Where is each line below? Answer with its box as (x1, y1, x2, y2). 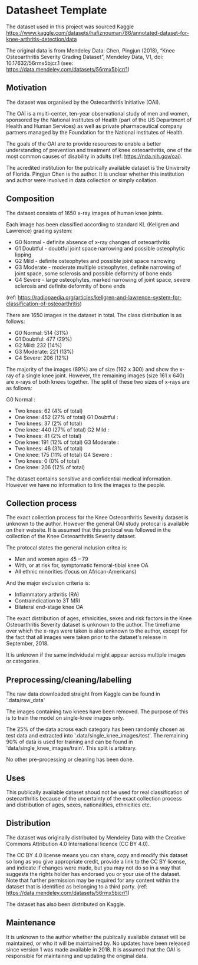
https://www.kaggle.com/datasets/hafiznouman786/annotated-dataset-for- (6, 29, 190, 36)
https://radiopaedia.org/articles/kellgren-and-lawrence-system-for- (17, 294, 182, 301)
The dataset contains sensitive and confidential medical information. (6, 475, 172, 482)
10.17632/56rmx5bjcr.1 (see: (6, 60, 74, 67)
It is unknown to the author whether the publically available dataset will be (6, 933, 186, 940)
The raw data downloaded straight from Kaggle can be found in (6, 690, 160, 697)
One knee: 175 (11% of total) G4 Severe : (14, 451, 113, 458)
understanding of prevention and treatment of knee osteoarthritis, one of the (6, 146, 192, 153)
